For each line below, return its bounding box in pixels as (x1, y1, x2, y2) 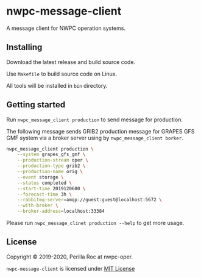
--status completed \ (17, 180, 72, 186)
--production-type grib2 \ (17, 163, 86, 169)
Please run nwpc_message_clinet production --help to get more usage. (6, 219, 185, 227)
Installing (6, 42, 43, 52)
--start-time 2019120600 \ (17, 185, 86, 191)
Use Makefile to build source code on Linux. (6, 70, 118, 77)
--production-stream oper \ (17, 157, 88, 163)
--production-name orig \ (17, 169, 83, 175)
